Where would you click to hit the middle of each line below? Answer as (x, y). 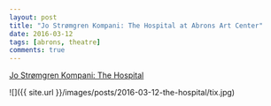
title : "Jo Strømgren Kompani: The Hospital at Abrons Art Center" (136, 26)
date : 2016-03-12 (41, 34)
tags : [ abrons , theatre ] (55, 42)
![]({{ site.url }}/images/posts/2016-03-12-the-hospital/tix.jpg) (122, 93)
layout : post (33, 17)
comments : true (37, 50)
